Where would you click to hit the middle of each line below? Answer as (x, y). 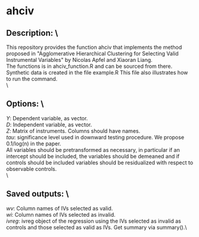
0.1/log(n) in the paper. (34, 144)
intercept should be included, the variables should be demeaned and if (93, 156)
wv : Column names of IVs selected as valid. (60, 208)
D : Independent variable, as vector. (49, 124)
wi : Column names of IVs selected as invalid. (61, 214)
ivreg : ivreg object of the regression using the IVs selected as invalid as (94, 221)
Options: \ (25, 104)
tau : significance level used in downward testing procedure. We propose (95, 137)
